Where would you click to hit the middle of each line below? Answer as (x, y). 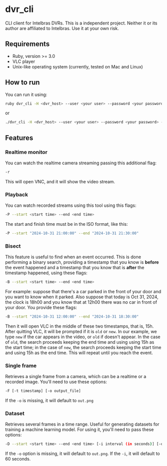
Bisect (13, 246)
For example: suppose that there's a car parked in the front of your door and (83, 292)
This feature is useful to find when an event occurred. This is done (73, 257)
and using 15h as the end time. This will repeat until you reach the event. (79, 353)
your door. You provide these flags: (41, 308)
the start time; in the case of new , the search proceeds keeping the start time (83, 347)
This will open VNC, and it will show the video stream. (60, 181)
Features (19, 138)
